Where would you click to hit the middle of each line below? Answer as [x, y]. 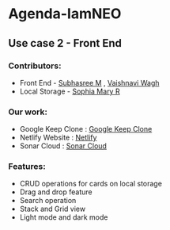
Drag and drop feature [56, 192]
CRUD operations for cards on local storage [91, 184]
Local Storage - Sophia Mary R [70, 91]
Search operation [48, 201]
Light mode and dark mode [64, 217]
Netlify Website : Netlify [58, 138]
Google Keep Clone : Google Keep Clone [86, 129]
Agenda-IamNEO [65, 14]
